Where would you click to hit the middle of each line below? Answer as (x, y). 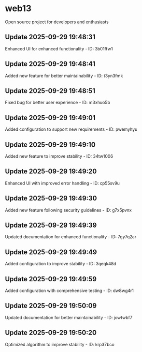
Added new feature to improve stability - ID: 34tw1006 (59, 156)
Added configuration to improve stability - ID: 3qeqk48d (61, 264)
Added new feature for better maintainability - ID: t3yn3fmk (64, 76)
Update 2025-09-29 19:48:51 (50, 91)
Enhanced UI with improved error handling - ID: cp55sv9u (62, 183)
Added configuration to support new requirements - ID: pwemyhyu (71, 129)
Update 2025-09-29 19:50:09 (51, 306)
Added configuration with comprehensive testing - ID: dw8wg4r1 (70, 291)
